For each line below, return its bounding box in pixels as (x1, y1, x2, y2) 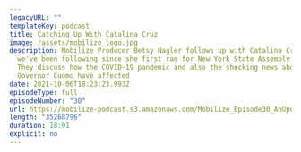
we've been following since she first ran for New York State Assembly (17, 55, 291, 63)
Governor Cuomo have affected (17, 72, 130, 80)
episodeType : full (9, 88, 78, 97)
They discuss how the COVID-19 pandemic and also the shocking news (17, 63, 279, 72)
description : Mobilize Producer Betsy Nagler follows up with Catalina (9, 46, 282, 55)
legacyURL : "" (9, 13, 63, 22)
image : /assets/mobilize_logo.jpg (9, 38, 139, 47)
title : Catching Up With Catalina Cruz (9, 30, 159, 38)
